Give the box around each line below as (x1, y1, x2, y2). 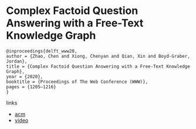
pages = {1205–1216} (6, 83, 57, 90)
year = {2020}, (6, 74, 43, 79)
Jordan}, (6, 58, 28, 64)
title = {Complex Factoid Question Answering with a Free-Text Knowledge (6, 63, 191, 69)
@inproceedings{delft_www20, (6, 48, 77, 54)
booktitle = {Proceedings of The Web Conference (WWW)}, (6, 79, 148, 85)
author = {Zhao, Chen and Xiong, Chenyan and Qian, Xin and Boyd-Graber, (6, 53, 191, 59)
